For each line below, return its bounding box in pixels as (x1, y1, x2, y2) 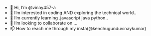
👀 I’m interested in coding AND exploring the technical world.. (9, 10, 137, 16)
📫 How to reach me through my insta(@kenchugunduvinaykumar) (9, 26, 147, 31)
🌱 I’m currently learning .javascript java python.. (9, 15, 108, 20)
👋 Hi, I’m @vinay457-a (9, 5, 56, 10)
